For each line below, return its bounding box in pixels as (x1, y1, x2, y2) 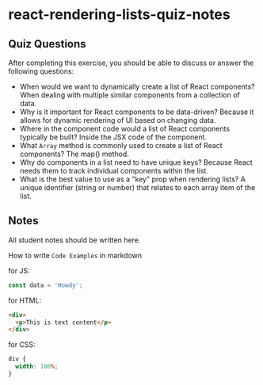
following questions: (8, 67, 74, 76)
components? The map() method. (19, 149, 129, 158)
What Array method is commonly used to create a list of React (19, 141, 223, 150)
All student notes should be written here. (8, 235, 141, 245)
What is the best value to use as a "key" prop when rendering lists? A (19, 174, 246, 184)
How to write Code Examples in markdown (8, 250, 143, 260)
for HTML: (8, 295, 42, 305)
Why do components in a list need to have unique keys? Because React (19, 158, 253, 167)
